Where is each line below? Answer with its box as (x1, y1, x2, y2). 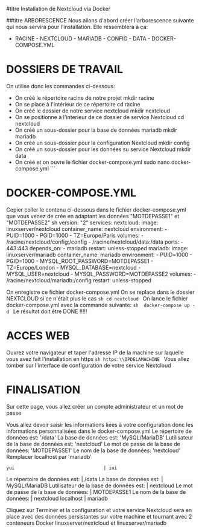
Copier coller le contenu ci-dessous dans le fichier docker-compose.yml (6, 206, 186, 213)
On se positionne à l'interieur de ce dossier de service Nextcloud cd (14, 113, 185, 120)
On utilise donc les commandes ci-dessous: (6, 82, 116, 89)
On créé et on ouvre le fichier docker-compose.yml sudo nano (14, 158, 170, 166)
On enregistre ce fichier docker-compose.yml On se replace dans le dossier (6, 288, 195, 296)
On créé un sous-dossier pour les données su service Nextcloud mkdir (14, 145, 191, 153)
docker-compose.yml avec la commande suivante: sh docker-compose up (6, 301, 190, 308)
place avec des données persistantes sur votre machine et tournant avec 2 (6, 513, 192, 520)
